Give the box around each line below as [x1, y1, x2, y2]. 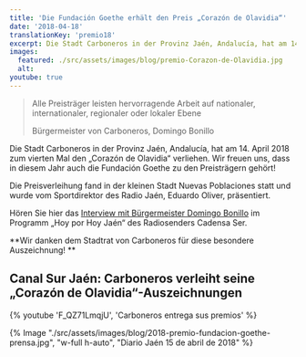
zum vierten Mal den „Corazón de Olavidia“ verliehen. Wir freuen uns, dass [9, 152, 291, 163]
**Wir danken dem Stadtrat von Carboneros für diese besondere [9, 235, 255, 246]
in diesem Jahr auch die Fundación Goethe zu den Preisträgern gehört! [9, 162, 276, 173]
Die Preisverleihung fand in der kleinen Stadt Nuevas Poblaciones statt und [9, 180, 291, 191]
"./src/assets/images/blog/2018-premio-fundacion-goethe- [48, 327, 271, 338]
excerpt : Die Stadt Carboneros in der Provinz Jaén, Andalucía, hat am [9, 38, 287, 48]
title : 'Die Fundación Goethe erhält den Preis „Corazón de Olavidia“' [9, 13, 287, 23]
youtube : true [9, 73, 64, 82]
